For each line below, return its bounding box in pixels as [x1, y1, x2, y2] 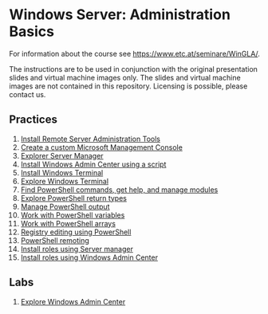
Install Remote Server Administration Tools [20, 134, 160, 143]
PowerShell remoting [20, 235, 90, 245]
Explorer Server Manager [20, 151, 104, 160]
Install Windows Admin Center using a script [20, 159, 167, 169]
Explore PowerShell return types [20, 193, 127, 202]
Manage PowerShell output [20, 202, 110, 211]
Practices [9, 113, 58, 127]
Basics [9, 22, 55, 41]
